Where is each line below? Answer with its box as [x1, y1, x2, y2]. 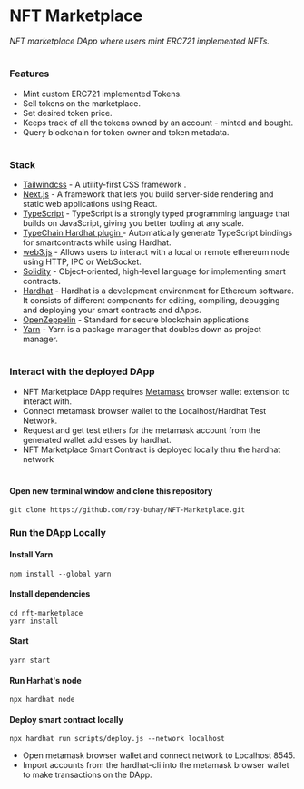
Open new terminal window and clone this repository [9, 485, 213, 496]
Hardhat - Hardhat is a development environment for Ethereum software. [22, 285, 295, 296]
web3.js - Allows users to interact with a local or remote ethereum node [22, 247, 290, 258]
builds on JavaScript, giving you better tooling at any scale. [22, 218, 245, 229]
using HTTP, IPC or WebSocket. [22, 256, 142, 268]
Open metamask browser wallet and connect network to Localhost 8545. [22, 750, 296, 761]
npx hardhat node [9, 695, 75, 705]
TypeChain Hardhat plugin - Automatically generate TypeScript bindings [22, 228, 293, 239]
